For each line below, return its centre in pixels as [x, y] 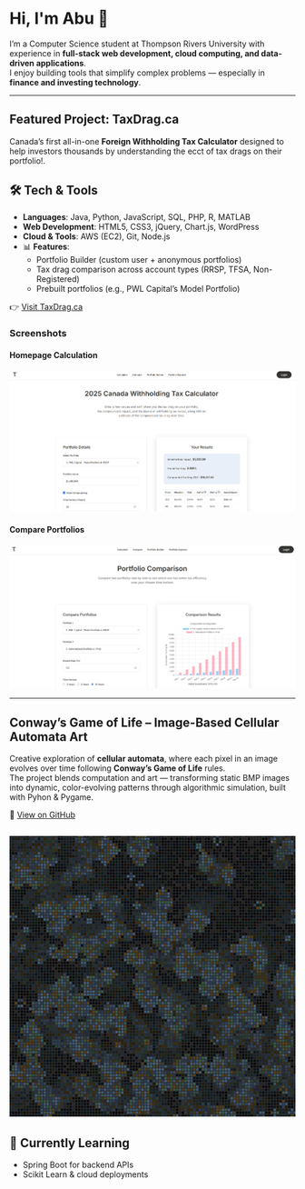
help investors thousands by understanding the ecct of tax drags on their [146, 151]
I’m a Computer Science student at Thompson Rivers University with [137, 44]
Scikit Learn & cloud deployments [85, 1174]
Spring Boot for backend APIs [78, 1165]
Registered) [58, 279]
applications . [61, 63]
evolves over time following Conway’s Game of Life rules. [118, 768]
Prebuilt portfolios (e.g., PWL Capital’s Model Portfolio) [138, 288]
